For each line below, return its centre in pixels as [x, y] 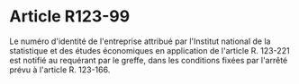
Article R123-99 [70, 17]
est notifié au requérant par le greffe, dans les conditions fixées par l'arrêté [149, 60]
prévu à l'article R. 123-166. [60, 70]
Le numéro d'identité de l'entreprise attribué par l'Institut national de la [140, 41]
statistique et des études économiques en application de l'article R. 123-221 [149, 50]
